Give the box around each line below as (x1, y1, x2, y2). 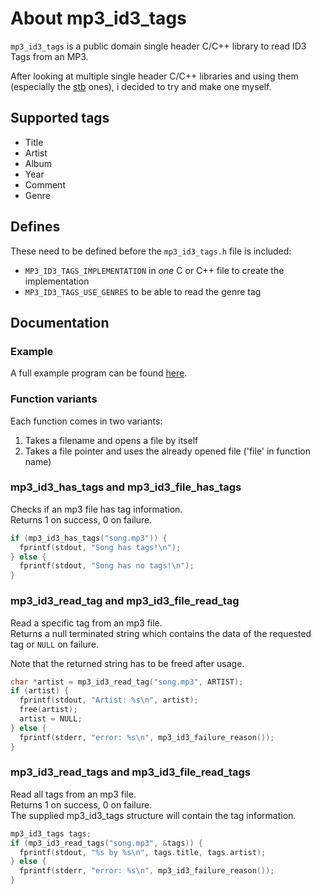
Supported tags (10, 110, 110, 127)
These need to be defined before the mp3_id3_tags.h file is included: (10, 245, 292, 257)
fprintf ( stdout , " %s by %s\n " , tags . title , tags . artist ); (19, 847, 267, 857)
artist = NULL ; (19, 714, 83, 724)
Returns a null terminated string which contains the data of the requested (10, 627, 312, 639)
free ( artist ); (19, 705, 78, 715)
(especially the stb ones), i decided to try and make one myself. (10, 80, 272, 92)
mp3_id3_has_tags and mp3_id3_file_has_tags (10, 480, 242, 494)
